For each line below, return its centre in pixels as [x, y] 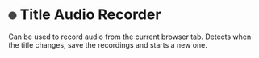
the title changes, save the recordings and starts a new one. [108, 44]
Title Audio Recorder [90, 15]
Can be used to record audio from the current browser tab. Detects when [130, 37]
